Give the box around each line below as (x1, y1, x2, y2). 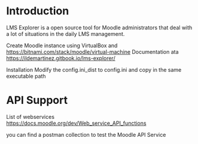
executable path (6, 72, 46, 79)
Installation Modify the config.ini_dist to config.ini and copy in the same (6, 66, 182, 73)
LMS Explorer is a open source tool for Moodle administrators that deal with (6, 24, 193, 31)
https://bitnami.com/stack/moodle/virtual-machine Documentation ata (6, 48, 179, 55)
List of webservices (6, 113, 55, 120)
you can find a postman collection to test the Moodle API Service (6, 131, 166, 138)
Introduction (6, 4, 69, 18)
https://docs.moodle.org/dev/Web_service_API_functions (6, 120, 147, 127)
